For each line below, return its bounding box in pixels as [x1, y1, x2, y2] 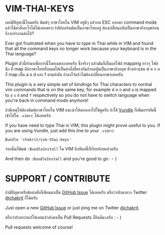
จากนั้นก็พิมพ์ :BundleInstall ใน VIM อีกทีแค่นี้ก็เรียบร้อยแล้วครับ [5, 146, 118, 152]
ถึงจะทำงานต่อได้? [5, 30, 34, 36]
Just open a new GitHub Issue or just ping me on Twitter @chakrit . [5, 204, 140, 210]
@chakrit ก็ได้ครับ [5, 195, 38, 200]
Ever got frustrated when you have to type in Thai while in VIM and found [5, 40, 154, 46]
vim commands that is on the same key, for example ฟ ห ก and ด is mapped [5, 86, 157, 92]
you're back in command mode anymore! [5, 97, 89, 103]
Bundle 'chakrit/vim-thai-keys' [5, 137, 71, 142]
